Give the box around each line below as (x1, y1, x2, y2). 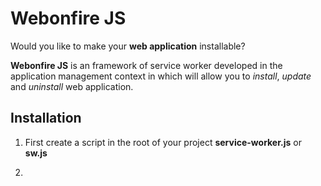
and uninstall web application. (10, 80, 134, 92)
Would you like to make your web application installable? (10, 40, 246, 52)
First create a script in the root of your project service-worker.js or (24, 136, 302, 148)
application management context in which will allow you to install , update (10, 70, 312, 82)
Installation (10, 110, 82, 127)
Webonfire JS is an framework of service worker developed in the (10, 59, 283, 71)
